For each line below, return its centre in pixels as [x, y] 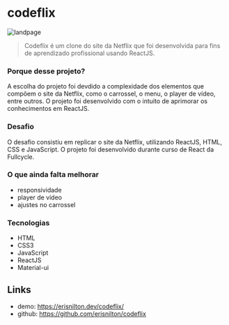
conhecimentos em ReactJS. [48, 109]
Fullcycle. [21, 157]
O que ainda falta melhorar [53, 174]
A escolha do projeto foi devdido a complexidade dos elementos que [105, 86]
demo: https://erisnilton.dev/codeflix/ [70, 306]
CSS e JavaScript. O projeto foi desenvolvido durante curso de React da [111, 149]
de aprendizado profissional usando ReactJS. [89, 53]
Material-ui [33, 268]
